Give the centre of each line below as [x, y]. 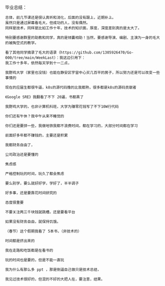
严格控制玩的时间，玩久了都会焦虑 [35, 174]
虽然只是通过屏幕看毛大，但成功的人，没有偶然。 [48, 23]
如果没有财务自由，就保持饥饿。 [33, 222]
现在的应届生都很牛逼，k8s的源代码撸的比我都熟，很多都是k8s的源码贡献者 [71, 88]
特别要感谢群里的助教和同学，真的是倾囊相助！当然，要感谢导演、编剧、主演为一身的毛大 [82, 38]
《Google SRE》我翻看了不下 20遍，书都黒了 [45, 97]
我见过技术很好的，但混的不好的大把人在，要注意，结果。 [55, 279]
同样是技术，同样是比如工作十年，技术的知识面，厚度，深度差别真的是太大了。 [73, 28]
